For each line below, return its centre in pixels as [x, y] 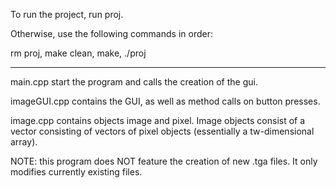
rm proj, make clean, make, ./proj [78, 53]
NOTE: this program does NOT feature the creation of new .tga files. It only [164, 161]
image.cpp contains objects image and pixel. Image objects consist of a [158, 120]
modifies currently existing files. [76, 172]
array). [24, 142]
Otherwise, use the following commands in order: [111, 33]
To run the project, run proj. [67, 14]
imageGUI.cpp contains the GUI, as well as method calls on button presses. [165, 101]
